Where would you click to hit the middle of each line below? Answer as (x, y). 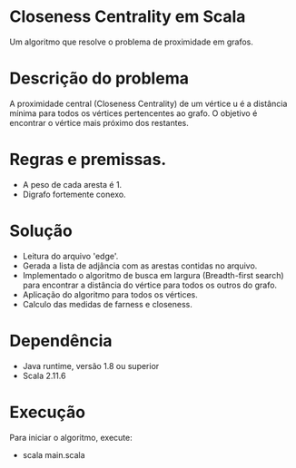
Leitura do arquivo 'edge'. (70, 256)
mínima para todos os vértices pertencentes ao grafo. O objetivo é (133, 113)
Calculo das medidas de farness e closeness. (108, 304)
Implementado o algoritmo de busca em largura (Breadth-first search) (153, 275)
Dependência (61, 341)
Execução (48, 412)
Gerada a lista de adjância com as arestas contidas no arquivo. (140, 266)
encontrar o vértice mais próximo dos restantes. (99, 122)
